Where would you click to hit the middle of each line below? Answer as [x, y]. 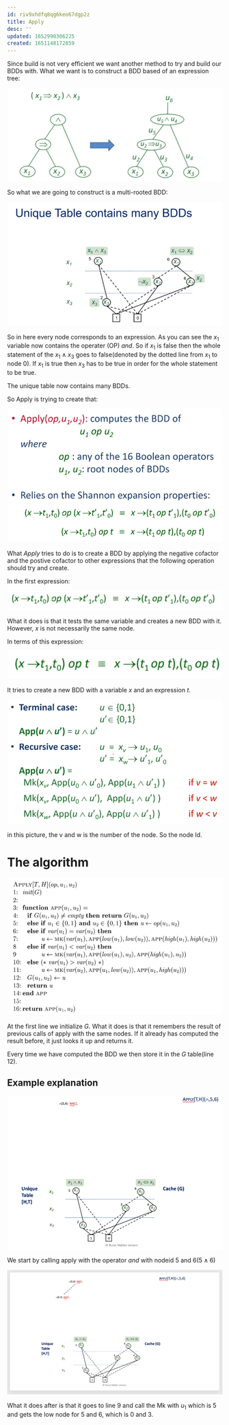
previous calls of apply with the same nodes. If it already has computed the [113, 1033]
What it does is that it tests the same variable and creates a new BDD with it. [114, 621]
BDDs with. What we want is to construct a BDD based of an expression [108, 71]
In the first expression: [39, 581]
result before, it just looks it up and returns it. [70, 1040]
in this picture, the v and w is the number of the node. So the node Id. [105, 835]
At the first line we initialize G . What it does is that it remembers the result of [114, 1026]
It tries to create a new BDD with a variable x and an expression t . [99, 690]
